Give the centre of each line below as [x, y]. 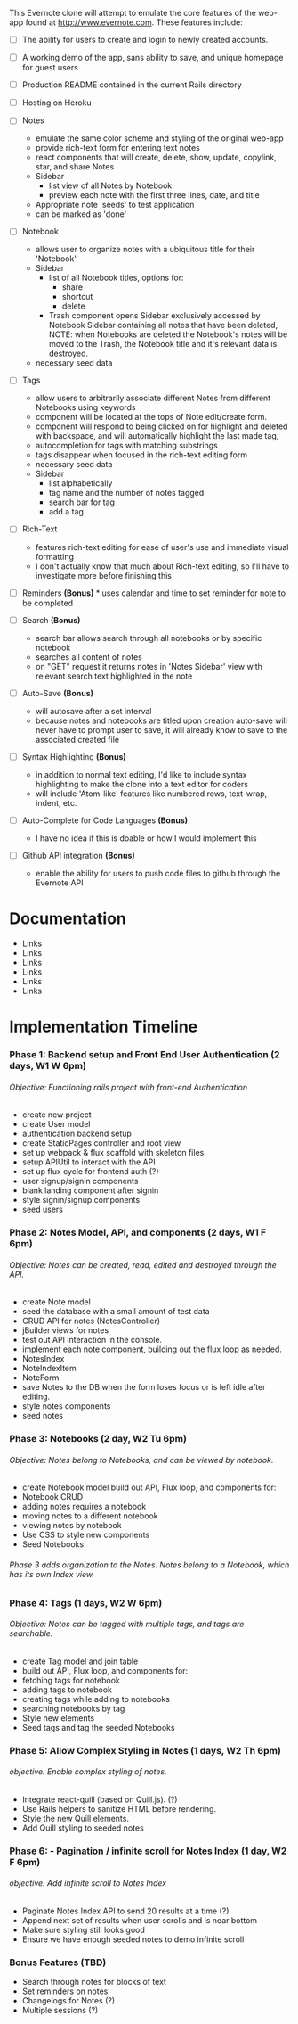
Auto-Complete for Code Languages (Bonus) [105, 820]
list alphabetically [81, 483]
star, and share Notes [75, 167]
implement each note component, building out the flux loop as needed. [152, 1349]
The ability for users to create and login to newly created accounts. [145, 40]
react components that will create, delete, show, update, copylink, [156, 157]
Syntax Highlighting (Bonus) [74, 756]
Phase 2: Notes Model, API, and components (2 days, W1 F [138, 1232]
